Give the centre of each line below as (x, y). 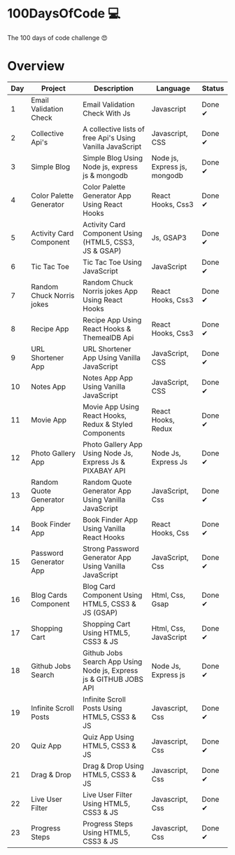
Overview (36, 66)
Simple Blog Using (113, 158)
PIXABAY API (104, 470)
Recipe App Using (112, 320)
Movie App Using (111, 406)
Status (213, 88)
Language (173, 88)
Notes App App (108, 378)
